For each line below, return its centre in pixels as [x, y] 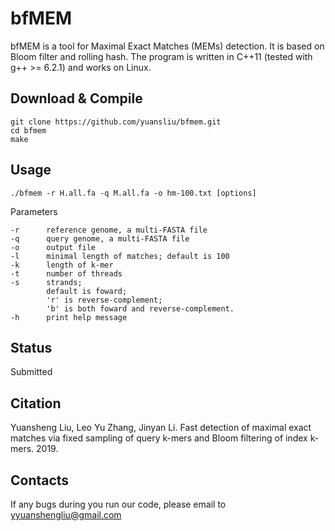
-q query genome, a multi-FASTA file [100, 238]
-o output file [53, 247]
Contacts [40, 480]
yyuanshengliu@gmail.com [66, 515]
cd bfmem [28, 130]
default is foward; [87, 291]
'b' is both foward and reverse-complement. [140, 308]
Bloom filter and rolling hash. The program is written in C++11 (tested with [161, 56]
